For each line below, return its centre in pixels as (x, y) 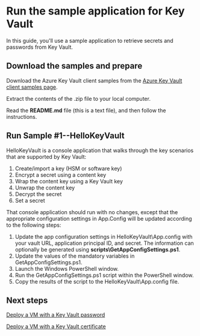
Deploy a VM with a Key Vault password (56, 315)
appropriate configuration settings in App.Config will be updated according (99, 218)
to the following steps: (34, 225)
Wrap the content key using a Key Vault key (69, 181)
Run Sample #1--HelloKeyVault (65, 136)
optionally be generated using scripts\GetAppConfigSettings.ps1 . (98, 249)
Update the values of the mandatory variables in (75, 256)
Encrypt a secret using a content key (61, 175)
